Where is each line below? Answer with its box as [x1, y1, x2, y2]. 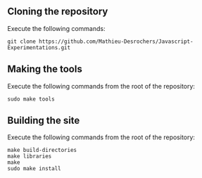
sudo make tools [7, 95, 55, 103]
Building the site [7, 115, 80, 127]
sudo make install [7, 165, 61, 172]
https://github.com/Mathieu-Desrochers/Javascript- [38, 38, 194, 45]
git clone [7, 38, 37, 45]
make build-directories [7, 147, 77, 154]
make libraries [7, 153, 52, 160]
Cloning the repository [7, 6, 108, 18]
